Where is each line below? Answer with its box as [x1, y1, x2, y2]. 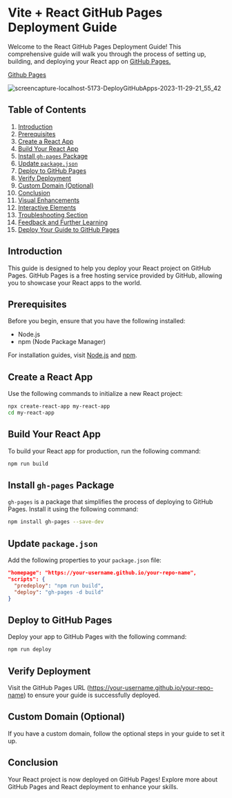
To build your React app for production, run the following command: [8, 446, 201, 455]
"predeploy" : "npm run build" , [14, 582, 104, 589]
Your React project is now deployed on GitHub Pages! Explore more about [8, 775, 218, 783]
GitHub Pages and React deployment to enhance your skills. [8, 782, 179, 790]
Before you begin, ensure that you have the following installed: [8, 317, 186, 325]
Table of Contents [8, 104, 87, 116]
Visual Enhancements [17, 196, 80, 204]
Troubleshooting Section [17, 210, 88, 219]
